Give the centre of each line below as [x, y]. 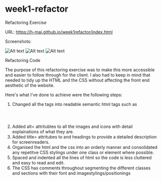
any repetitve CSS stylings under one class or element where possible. [83, 152]
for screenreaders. [31, 142]
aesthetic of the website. [30, 85]
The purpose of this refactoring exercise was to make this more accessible [80, 70]
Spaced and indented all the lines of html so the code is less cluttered [82, 158]
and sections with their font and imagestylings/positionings [71, 173]
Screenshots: [18, 41]
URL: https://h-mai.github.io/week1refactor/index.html [59, 32]
